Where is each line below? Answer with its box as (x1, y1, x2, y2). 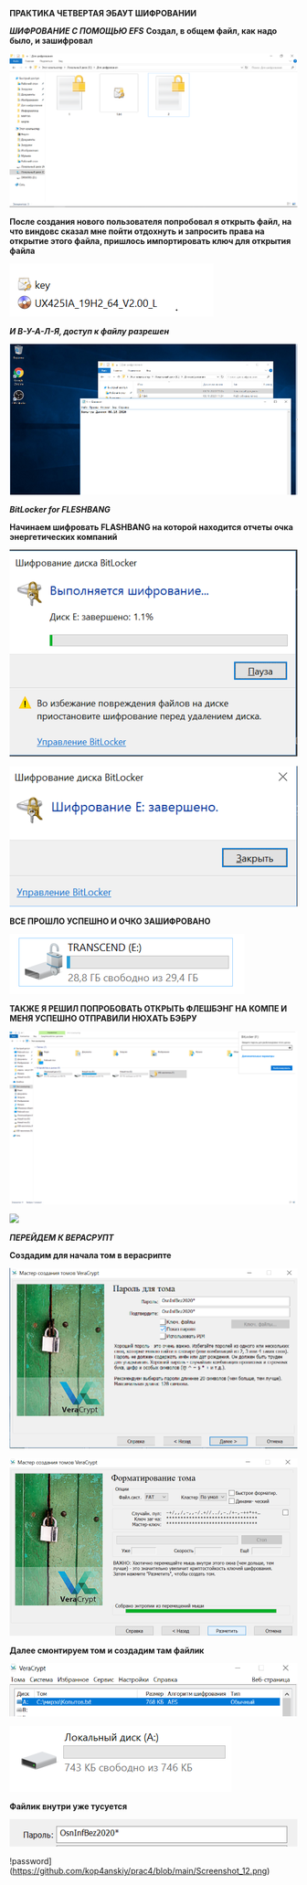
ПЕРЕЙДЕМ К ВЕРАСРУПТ (9, 1233, 114, 1244)
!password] (9, 1856, 52, 1867)
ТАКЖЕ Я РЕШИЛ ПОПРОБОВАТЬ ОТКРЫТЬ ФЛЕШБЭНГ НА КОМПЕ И (9, 1002, 288, 1013)
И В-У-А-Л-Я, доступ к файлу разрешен (9, 325, 170, 336)
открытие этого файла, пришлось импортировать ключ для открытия (9, 235, 291, 246)
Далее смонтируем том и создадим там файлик (9, 1645, 205, 1657)
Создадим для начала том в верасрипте (9, 1250, 172, 1261)
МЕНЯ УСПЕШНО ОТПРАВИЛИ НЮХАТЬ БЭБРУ (9, 1012, 198, 1023)
